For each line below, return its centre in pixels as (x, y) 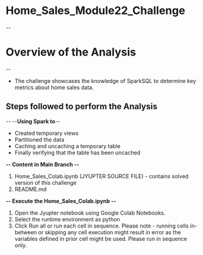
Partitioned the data (39, 139)
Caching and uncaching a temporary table (67, 146)
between (26, 232)
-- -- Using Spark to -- (33, 121)
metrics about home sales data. (54, 87)
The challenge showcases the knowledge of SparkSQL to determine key (105, 81)
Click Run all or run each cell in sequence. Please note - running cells (101, 226)
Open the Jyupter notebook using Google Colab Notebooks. (90, 213)
